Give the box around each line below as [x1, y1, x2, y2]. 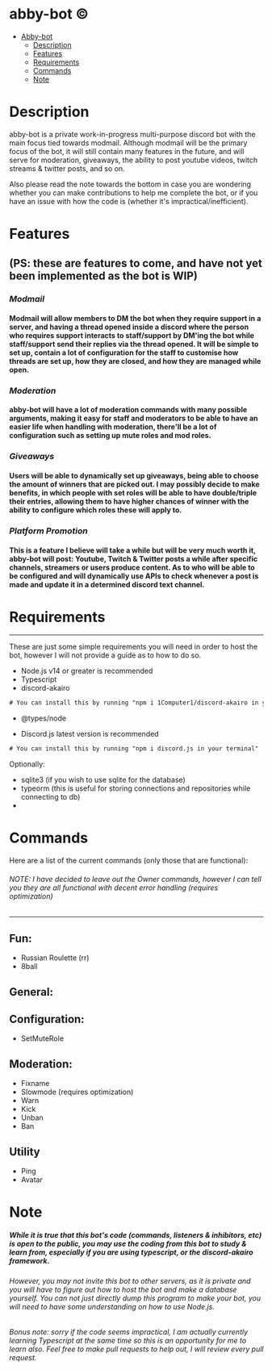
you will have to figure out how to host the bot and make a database [9, 1284, 237, 1295]
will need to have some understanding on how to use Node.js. [9, 1302, 215, 1312]
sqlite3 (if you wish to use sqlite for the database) [20, 775, 186, 785]
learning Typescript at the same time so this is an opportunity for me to [9, 1335, 247, 1345]
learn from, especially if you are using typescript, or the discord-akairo [9, 1247, 253, 1257]
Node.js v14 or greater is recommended [20, 666, 153, 676]
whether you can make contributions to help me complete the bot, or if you [9, 187, 258, 198]
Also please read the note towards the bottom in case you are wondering [9, 179, 252, 189]
